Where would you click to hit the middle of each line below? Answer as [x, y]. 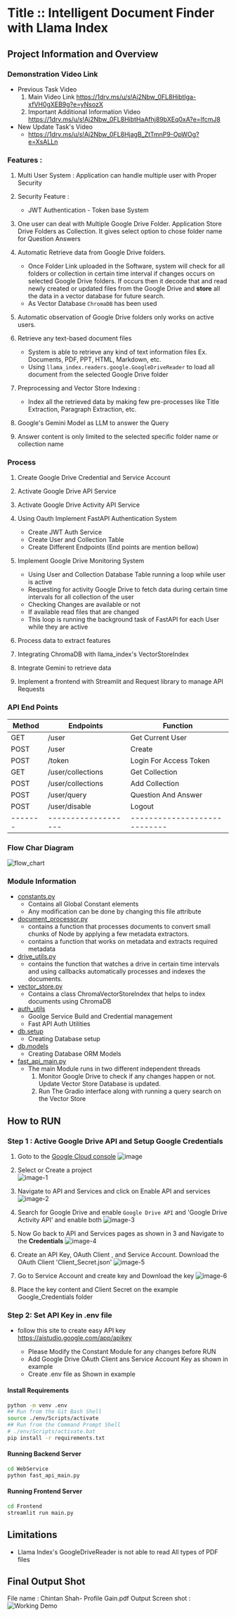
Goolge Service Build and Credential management [100, 1016]
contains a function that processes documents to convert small [119, 927]
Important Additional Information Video [84, 111]
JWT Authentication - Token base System [88, 210]
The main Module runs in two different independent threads [114, 1069]
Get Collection [154, 772]
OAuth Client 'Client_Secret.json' [65, 1262]
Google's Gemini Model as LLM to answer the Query [93, 423]
